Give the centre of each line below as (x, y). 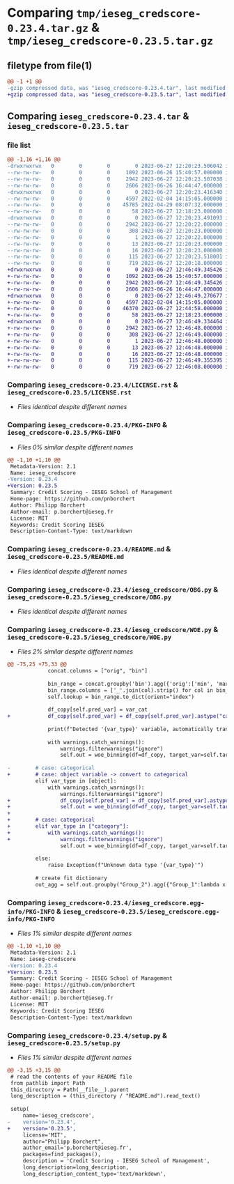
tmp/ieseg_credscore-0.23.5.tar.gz (110, 41)
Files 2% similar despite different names (75, 652)
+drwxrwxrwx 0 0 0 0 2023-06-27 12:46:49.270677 (115, 295)
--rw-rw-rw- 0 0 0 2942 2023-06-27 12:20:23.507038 (115, 179)
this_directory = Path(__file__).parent (70, 1090)
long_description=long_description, (76, 1168)
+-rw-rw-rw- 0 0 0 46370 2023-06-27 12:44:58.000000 (115, 309)
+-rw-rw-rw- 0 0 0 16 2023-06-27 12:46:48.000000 (115, 354)
